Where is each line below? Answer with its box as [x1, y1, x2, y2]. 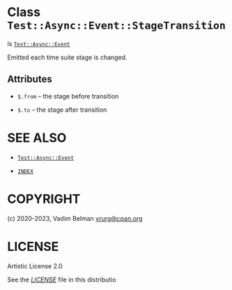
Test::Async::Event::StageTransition [7, 19, 226, 32]
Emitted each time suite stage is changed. [7, 53, 127, 61]
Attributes [7, 73, 52, 85]
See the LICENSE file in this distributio [7, 275, 116, 284]
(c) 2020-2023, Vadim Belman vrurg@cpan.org [7, 214, 143, 222]
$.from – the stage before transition [17, 92, 119, 100]
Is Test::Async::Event [7, 39, 70, 48]
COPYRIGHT [7, 191, 81, 207]
